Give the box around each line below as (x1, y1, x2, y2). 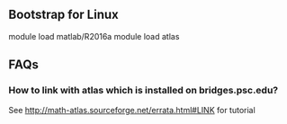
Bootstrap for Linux (8, 7, 119, 22)
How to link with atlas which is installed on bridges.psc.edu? (8, 84, 279, 97)
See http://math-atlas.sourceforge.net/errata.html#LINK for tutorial (8, 104, 256, 115)
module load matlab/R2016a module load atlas (8, 31, 180, 41)
